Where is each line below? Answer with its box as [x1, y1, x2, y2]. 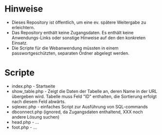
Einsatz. [11, 40, 28, 45]
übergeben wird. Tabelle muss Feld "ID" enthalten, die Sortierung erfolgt [11, 93, 157, 99]
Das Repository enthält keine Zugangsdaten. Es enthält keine [11, 30, 134, 35]
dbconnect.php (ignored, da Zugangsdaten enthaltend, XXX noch [11, 109, 143, 115]
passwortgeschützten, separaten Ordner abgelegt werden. [11, 50, 129, 56]
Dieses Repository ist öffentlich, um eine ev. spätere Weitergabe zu [11, 19, 146, 25]
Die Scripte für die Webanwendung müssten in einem [11, 45, 119, 51]
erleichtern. [11, 24, 35, 30]
